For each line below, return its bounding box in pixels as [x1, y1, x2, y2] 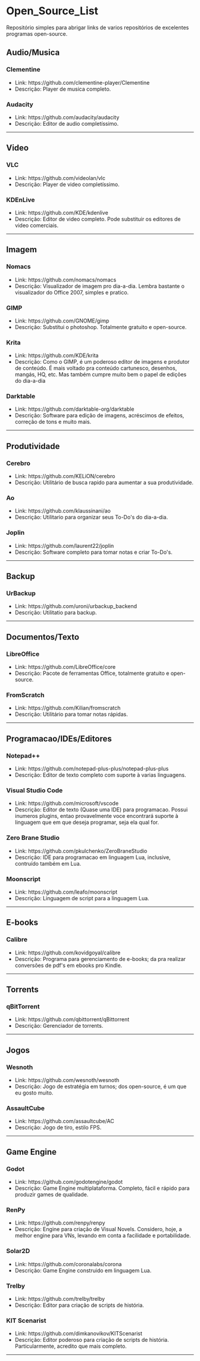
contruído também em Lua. [14, 860, 82, 867]
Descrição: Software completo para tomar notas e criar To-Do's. [14, 548, 173, 556]
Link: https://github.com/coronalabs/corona [14, 1260, 122, 1267]
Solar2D [6, 1247, 30, 1255]
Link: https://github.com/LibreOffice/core [14, 664, 116, 671]
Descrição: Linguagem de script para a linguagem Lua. [14, 895, 150, 902]
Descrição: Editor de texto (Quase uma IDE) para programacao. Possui [14, 806, 188, 813]
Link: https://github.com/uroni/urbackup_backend [14, 603, 137, 610]
